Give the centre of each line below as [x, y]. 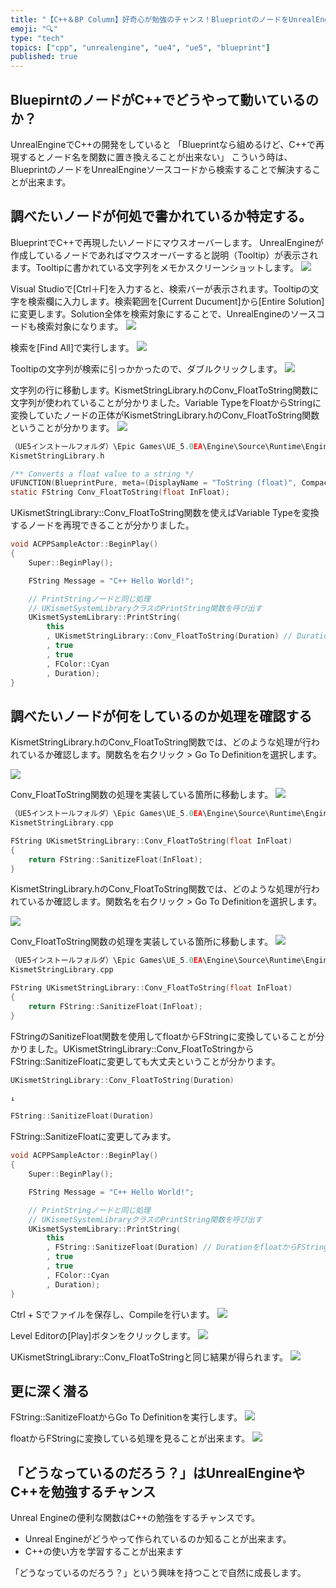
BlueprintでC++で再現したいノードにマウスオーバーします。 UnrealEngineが [167, 242]
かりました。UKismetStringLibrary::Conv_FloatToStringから [132, 1048]
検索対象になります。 [80, 326]
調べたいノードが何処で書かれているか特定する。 [161, 216]
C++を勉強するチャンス [83, 1491]
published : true [44, 57]
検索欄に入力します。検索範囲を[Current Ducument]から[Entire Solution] [176, 301]
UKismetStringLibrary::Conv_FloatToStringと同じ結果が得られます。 [149, 1357]
